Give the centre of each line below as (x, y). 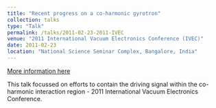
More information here (39, 71)
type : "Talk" (26, 26)
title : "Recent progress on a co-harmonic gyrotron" (84, 13)
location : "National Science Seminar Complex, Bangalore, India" (102, 52)
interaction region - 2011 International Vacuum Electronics (117, 91)
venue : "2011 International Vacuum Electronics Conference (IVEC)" (106, 39)
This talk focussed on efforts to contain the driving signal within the (102, 84)
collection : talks (33, 20)
